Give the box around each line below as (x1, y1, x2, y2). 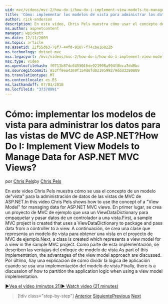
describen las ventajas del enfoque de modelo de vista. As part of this (5, 247, 148, 253)
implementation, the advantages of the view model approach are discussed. (5, 252, 162, 258)
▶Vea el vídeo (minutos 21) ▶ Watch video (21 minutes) (5, 283, 118, 289)
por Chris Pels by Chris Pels (5, 178, 61, 184)
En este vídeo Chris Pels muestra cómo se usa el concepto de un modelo (5, 188, 156, 194)
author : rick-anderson (5, 17, 52, 22)
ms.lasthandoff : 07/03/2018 (5, 82, 64, 87)
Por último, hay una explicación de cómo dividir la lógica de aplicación (5, 257, 150, 264)
